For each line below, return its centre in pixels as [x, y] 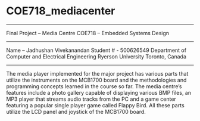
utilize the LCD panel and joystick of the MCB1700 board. [76, 111]
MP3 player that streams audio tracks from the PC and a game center [91, 99]
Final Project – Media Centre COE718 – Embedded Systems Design [88, 33]
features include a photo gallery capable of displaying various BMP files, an [99, 92]
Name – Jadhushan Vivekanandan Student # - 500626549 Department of [96, 50]
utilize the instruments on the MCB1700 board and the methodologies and [96, 80]
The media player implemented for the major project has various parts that [97, 73]
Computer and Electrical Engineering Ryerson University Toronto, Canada [96, 56]
